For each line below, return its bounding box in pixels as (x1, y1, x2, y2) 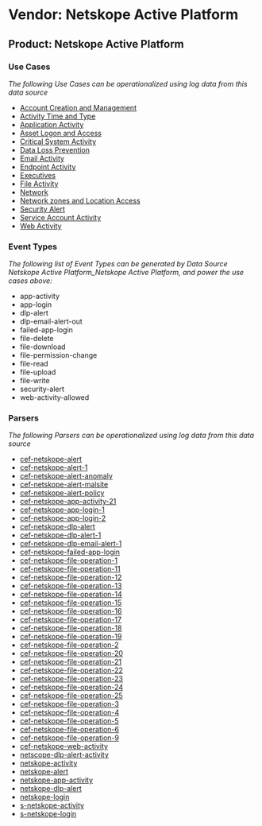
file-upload (19, 367, 56, 377)
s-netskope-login (19, 809, 77, 819)
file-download (19, 342, 66, 351)
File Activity (19, 179, 59, 188)
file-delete (19, 334, 54, 343)
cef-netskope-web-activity (19, 742, 109, 751)
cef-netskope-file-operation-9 (19, 733, 119, 743)
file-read (19, 359, 49, 369)
